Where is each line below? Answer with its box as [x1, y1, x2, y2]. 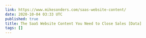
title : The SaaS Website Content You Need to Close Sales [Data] [5, 21, 142, 26]
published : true [5, 16, 38, 21]
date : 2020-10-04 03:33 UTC [5, 12, 63, 17]
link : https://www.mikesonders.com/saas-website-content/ [5, 7, 126, 12]
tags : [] [5, 26, 23, 31]
